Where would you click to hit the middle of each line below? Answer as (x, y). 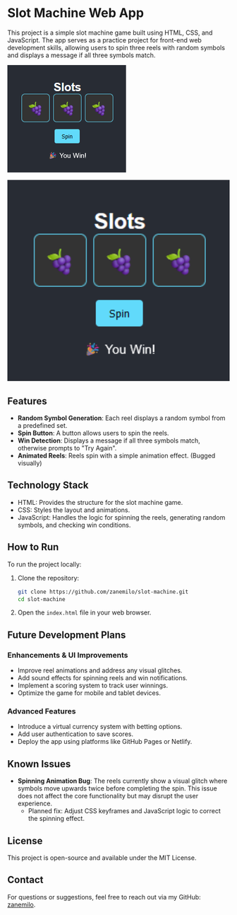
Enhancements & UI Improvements (68, 655)
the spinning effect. (56, 819)
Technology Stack (48, 485)
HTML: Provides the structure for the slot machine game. (100, 502)
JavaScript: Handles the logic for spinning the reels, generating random (121, 517)
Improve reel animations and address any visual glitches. (100, 670)
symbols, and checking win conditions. (74, 525)
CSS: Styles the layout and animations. (74, 510)
